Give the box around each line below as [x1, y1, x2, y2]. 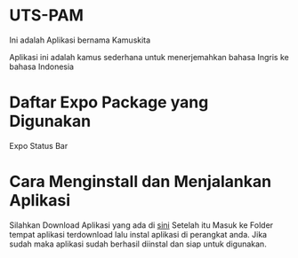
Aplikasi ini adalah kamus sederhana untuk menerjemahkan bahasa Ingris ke [9, 51, 289, 62]
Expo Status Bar [9, 140, 68, 151]
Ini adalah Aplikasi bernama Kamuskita [9, 35, 151, 45]
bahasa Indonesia [9, 61, 74, 72]
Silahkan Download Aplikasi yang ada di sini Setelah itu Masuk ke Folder [9, 219, 274, 231]
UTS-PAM [9, 5, 85, 26]
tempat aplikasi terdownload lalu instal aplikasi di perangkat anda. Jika [9, 229, 268, 239]
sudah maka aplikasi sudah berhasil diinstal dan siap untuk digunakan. [9, 238, 267, 249]
